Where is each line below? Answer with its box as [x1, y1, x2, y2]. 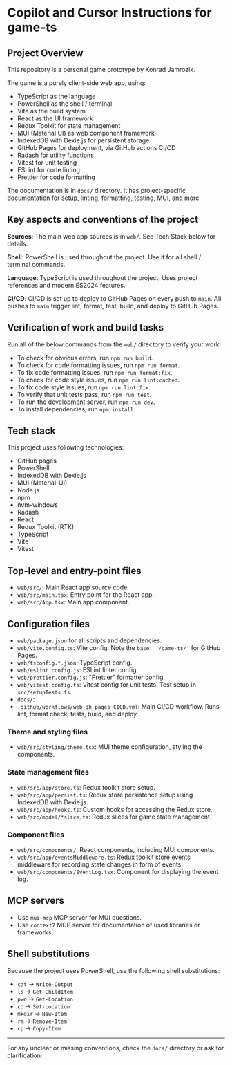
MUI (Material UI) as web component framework [17, 129, 155, 137]
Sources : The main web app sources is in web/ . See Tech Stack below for [7, 232, 216, 240]
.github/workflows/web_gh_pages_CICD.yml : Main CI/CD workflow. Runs [17, 703, 220, 711]
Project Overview [7, 47, 84, 59]
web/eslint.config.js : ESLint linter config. [17, 666, 139, 674]
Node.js [17, 486, 40, 494]
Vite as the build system [17, 107, 86, 115]
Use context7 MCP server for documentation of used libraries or [17, 920, 200, 929]
